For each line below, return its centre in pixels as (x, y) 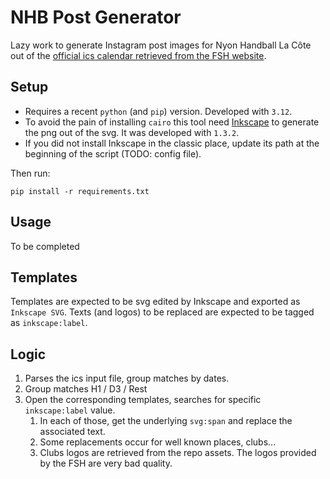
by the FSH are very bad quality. (106, 463)
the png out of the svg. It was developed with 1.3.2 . (132, 132)
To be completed (45, 246)
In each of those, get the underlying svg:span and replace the (166, 421)
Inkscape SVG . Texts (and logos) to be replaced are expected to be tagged (162, 312)
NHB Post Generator (96, 17)
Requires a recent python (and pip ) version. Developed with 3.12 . (158, 111)
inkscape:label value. (70, 410)
